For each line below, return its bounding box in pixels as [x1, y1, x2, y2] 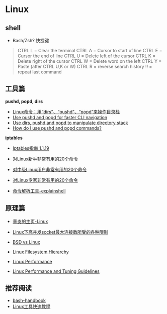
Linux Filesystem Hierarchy [12, 249, 69, 255]
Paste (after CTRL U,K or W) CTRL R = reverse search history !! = [17, 64, 152, 69]
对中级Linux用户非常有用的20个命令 [12, 166, 87, 172]
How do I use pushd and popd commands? [12, 125, 102, 131]
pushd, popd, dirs [5, 98, 43, 104]
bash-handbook [12, 297, 46, 303]
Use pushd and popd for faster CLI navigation [12, 114, 107, 120]
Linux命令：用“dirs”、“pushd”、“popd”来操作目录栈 [12, 109, 120, 115]
